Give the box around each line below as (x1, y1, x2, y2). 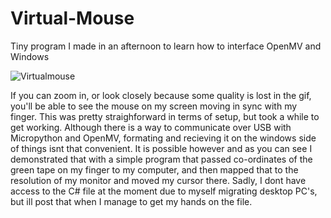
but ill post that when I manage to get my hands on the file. (10, 195, 253, 207)
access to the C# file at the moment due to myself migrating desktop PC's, (10, 185, 318, 197)
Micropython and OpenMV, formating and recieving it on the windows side (10, 132, 317, 144)
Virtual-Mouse (10, 7, 135, 30)
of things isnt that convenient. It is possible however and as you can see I (10, 142, 313, 154)
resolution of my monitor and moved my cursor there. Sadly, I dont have (10, 174, 307, 186)
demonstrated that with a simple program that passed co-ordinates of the (10, 153, 313, 165)
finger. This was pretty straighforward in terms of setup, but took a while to (10, 110, 320, 122)
